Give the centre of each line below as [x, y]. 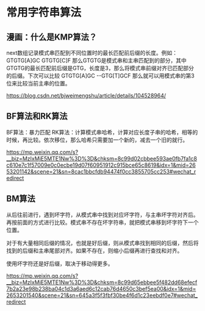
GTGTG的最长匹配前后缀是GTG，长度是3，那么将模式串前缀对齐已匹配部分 [100, 68]
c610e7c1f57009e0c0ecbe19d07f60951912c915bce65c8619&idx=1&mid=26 [101, 165]
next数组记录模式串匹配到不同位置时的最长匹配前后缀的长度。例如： [92, 53]
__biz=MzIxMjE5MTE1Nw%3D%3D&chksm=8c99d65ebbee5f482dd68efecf [102, 282]
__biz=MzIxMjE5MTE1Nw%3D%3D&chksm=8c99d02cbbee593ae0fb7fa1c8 [102, 158]
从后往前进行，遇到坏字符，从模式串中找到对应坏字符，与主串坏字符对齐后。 [103, 214]
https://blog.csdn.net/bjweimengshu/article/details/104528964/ [86, 96]
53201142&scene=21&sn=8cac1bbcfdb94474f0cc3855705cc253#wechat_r [101, 171]
